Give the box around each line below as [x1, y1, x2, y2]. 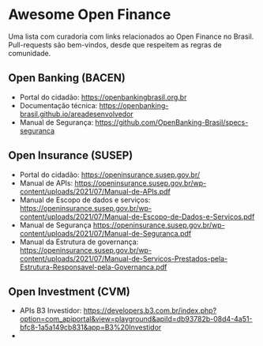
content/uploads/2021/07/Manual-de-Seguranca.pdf [19, 228, 192, 238]
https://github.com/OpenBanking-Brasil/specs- [95, 117, 249, 127]
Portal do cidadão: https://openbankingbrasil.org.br [19, 92, 187, 102]
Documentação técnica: [19, 100, 98, 110]
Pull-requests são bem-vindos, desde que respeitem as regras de [8, 39, 223, 49]
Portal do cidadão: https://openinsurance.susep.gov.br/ [19, 170, 201, 179]
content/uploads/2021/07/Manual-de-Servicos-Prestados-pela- [19, 254, 228, 263]
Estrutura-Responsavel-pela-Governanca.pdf [19, 262, 167, 272]
